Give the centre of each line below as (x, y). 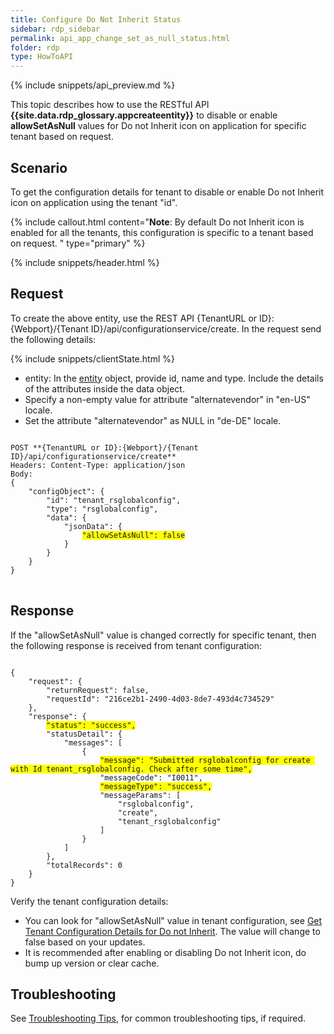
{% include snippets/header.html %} (85, 262)
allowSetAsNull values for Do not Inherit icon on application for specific (158, 126)
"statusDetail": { (84, 734)
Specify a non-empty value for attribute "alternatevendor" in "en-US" (167, 399)
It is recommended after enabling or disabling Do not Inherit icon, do (165, 952)
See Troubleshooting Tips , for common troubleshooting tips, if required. (158, 1018)
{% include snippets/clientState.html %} (92, 358)
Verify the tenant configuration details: (89, 901)
